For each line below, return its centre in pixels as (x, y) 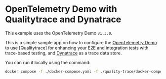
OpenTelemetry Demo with (61, 9)
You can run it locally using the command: (48, 62)
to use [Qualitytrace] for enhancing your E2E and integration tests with (77, 48)
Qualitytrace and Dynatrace (63, 19)
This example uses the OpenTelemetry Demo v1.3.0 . (59, 33)
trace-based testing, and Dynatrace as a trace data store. (63, 53)
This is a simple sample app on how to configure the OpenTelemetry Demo (81, 42)
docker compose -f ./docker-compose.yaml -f (52, 71)
